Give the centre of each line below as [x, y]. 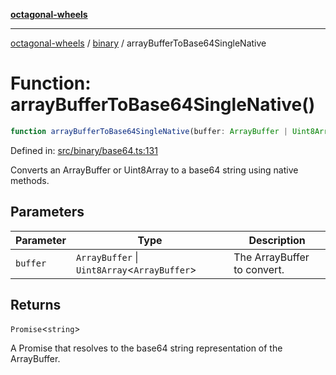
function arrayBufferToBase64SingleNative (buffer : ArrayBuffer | [149, 131]
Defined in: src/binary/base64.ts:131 [84, 150]
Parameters [47, 212]
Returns [36, 305]
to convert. [259, 269]
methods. [30, 180]
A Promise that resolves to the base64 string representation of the [146, 348]
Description [277, 240]
